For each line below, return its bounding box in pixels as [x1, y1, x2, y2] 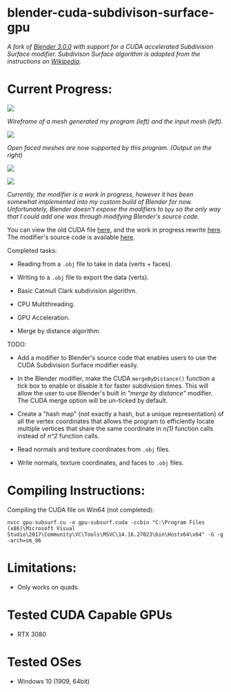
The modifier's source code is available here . [7, 233, 136, 241]
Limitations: [7, 560, 77, 575]
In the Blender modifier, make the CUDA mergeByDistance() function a [17, 374, 215, 382]
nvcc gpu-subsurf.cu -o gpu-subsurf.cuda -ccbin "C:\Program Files [7, 518, 205, 526]
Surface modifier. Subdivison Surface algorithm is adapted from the [7, 50, 201, 58]
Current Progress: [7, 82, 112, 97]
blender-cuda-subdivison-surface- [7, 5, 214, 21]
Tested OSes [7, 654, 82, 670]
